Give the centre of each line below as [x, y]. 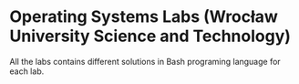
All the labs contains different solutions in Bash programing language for [145, 61]
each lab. [27, 71]
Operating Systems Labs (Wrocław [144, 17]
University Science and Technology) [150, 36]
